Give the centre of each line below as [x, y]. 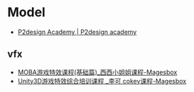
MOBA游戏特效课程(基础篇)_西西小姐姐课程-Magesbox [97, 72]
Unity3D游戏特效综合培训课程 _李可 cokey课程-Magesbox [102, 81]
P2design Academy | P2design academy [77, 32]
